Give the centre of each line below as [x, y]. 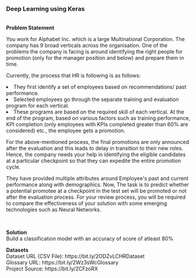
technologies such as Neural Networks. [54, 210]
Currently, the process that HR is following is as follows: [73, 76]
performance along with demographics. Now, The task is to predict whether [98, 185]
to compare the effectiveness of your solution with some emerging [87, 203]
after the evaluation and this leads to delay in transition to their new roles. [95, 148]
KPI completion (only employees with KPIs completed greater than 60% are [97, 125]
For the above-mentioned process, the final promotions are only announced [98, 142]
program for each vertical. [38, 106]
